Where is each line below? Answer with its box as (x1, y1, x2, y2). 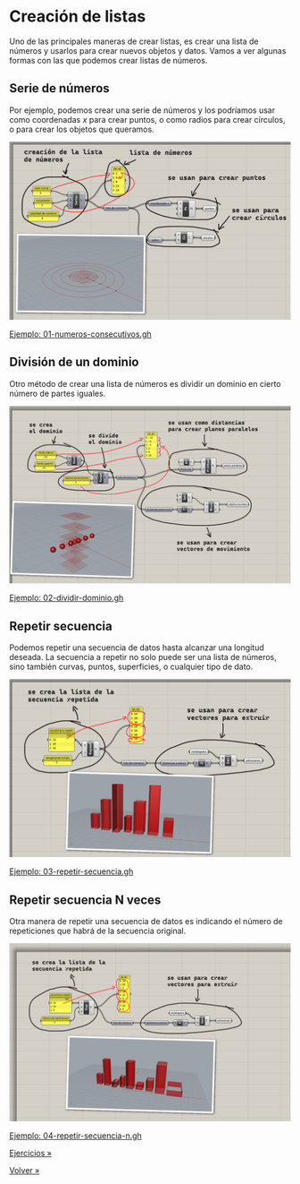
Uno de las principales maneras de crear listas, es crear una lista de (9, 36, 259, 47)
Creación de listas (9, 6, 146, 27)
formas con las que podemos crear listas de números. (9, 55, 208, 65)
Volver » (9, 1165, 40, 1175)
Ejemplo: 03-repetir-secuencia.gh (9, 866, 134, 877)
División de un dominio (9, 355, 139, 370)
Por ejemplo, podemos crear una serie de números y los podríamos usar (9, 105, 275, 116)
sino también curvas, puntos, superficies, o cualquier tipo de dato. (9, 661, 254, 673)
